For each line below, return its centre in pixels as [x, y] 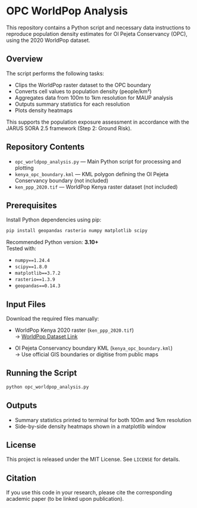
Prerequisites [32, 205]
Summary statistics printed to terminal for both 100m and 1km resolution [103, 420]
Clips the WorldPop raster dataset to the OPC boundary [83, 85]
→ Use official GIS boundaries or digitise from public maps [87, 355]
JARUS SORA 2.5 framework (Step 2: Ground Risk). [69, 128]
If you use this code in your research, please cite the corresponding [89, 492]
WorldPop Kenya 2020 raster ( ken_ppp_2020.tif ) [74, 330]
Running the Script [42, 373]
